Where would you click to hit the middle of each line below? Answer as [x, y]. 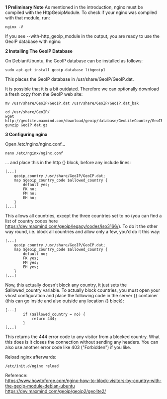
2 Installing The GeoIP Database [39, 51]
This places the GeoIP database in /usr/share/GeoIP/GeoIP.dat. [70, 79]
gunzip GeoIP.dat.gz [27, 125]
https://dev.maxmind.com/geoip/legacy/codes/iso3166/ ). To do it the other [82, 226]
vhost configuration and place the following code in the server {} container [82, 296]
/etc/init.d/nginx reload [32, 366]
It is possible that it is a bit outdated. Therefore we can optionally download [82, 89]
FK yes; [31, 258]
